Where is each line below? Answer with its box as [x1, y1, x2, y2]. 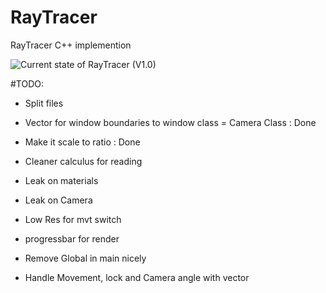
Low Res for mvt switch [24, 213, 122, 225]
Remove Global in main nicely [24, 252, 147, 264]
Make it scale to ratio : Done [24, 136, 141, 148]
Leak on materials [24, 174, 99, 186]
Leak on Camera [24, 194, 93, 206]
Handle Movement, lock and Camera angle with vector [24, 271, 250, 283]
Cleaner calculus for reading [24, 155, 143, 167]
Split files [24, 97, 64, 109]
